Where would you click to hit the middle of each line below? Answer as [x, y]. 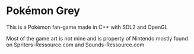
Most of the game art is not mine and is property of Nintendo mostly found [97, 38]
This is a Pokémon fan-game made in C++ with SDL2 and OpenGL [87, 27]
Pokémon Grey [43, 11]
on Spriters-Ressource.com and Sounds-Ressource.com [75, 45]
